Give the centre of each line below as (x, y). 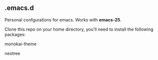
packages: (15, 34)
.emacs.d (19, 8)
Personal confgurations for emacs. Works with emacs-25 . (63, 20)
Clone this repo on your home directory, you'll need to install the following (79, 29)
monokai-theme (21, 44)
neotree (12, 53)
